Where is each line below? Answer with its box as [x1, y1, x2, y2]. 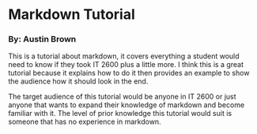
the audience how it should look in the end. [8, 76, 149, 86]
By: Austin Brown [8, 34, 77, 45]
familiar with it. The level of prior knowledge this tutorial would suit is [8, 109, 232, 118]
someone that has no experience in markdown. [8, 117, 161, 127]
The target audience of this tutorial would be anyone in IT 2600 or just [8, 92, 236, 102]
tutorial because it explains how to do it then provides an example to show [8, 69, 250, 78]
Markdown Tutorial [8, 6, 136, 24]
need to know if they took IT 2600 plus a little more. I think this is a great [8, 60, 244, 69]
